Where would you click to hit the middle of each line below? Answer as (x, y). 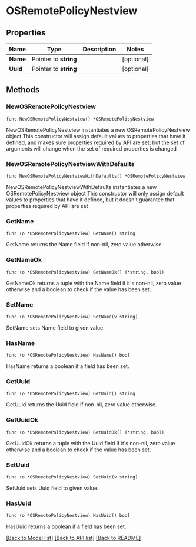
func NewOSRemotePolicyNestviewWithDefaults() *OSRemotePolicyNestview (96, 176)
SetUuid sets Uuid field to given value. (52, 488)
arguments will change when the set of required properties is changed (91, 148)
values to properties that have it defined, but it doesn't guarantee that (90, 200)
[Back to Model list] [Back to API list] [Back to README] (74, 538)
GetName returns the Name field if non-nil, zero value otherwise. (85, 245)
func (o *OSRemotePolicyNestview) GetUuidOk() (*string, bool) (85, 432)
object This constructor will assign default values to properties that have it (96, 136)
